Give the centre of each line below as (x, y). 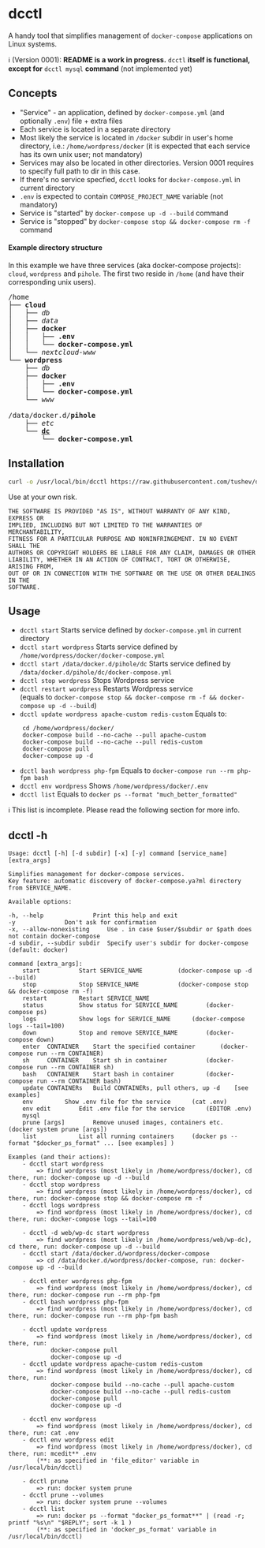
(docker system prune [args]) (58, 1130)
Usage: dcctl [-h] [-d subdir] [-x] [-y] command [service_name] (118, 854)
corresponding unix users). (52, 282)
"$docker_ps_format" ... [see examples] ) (104, 1143)
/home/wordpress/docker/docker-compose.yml (92, 656)
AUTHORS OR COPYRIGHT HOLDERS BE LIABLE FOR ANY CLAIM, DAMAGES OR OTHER (132, 553)
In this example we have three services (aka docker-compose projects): (125, 265)
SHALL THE (24, 546)
